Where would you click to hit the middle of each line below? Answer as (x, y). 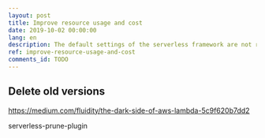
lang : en (22, 37)
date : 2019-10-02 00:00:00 (52, 30)
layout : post (30, 15)
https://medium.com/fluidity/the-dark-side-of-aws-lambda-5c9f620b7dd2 (129, 110)
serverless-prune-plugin (48, 125)
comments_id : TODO (38, 60)
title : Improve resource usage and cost (76, 23)
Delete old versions (57, 91)
